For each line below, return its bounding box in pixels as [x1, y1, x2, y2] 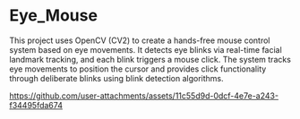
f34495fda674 [9, 99, 63, 110]
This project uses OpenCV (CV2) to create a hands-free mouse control [9, 35, 270, 46]
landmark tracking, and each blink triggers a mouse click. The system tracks [9, 54, 291, 64]
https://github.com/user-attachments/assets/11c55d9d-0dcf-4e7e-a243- [9, 90, 279, 101]
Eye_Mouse [9, 5, 99, 26]
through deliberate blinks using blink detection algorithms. [9, 72, 224, 83]
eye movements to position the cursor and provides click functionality [9, 64, 267, 74]
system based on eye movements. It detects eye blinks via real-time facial [9, 44, 282, 55]
